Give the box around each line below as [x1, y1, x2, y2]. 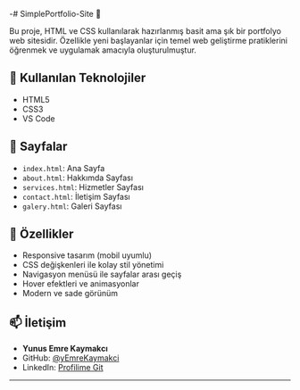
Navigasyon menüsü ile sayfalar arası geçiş [21, 269, 182, 280]
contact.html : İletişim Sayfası [21, 191, 131, 202]
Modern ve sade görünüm [21, 288, 119, 299]
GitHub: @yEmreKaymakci [21, 353, 120, 363]
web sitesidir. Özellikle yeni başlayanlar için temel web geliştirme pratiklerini [9, 36, 288, 46]
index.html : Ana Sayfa [21, 162, 105, 173]
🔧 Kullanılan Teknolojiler [9, 71, 146, 86]
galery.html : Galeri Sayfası [21, 201, 122, 212]
